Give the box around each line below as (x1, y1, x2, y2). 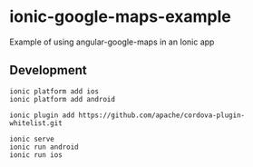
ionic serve (9, 134, 54, 143)
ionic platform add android (9, 94, 116, 103)
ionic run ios (9, 150, 63, 160)
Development (9, 63, 88, 78)
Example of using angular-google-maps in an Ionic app (9, 36, 215, 47)
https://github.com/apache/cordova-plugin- (78, 111, 246, 120)
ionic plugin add (9, 111, 75, 120)
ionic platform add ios (9, 86, 100, 96)
